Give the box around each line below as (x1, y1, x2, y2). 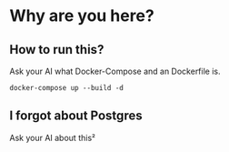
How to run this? (9, 42, 105, 57)
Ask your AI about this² (9, 132, 95, 143)
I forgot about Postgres (9, 108, 143, 124)
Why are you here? (9, 5, 154, 26)
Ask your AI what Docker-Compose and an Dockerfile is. (9, 66, 221, 76)
